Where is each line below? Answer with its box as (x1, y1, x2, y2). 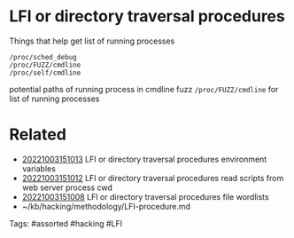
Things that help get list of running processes (9, 36, 175, 46)
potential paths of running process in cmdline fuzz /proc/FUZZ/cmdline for (9, 83, 279, 94)
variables (21, 163, 56, 174)
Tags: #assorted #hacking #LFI (9, 218, 123, 228)
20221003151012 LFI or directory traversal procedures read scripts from (21, 172, 284, 183)
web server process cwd (21, 182, 113, 193)
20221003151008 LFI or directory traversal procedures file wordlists (21, 191, 269, 202)
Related (9, 124, 66, 145)
